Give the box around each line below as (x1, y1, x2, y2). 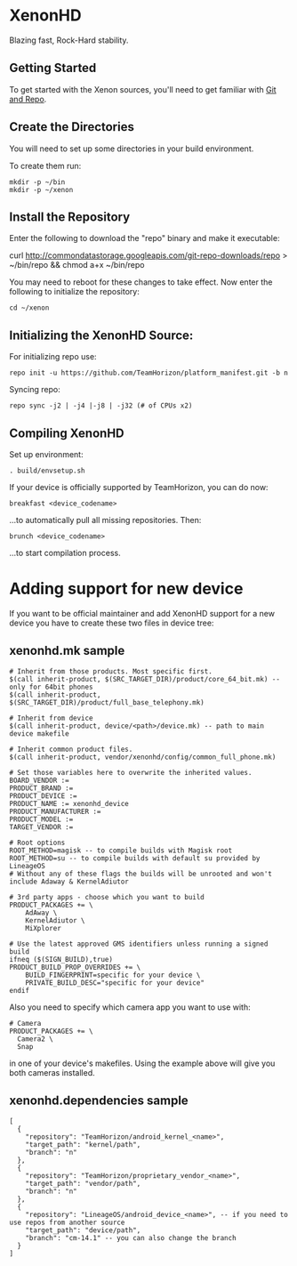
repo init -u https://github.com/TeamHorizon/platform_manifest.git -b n (9, 368, 289, 378)
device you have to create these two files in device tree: (9, 617, 214, 628)
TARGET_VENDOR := (9, 822, 74, 832)
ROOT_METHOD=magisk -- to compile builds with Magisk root (9, 846, 233, 855)
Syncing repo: (9, 384, 60, 395)
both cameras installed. (9, 1067, 95, 1077)
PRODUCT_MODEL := (9, 815, 74, 824)
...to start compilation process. (9, 548, 122, 558)
